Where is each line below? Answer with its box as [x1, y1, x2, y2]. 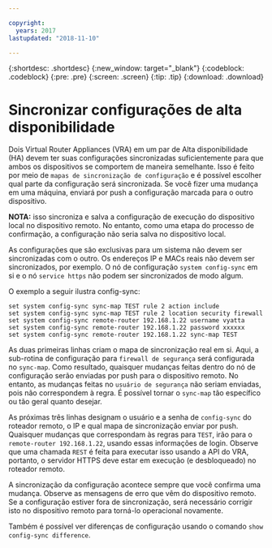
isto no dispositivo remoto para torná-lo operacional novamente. [8, 506, 223, 516]
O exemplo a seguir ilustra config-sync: [8, 287, 140, 296]
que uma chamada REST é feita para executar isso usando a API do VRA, [8, 447, 249, 457]
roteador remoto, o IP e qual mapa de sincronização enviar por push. [8, 421, 239, 431]
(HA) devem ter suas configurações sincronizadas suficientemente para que [8, 153, 264, 163]
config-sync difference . [8, 530, 91, 540]
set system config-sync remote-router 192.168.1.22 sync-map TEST [8, 330, 238, 339]
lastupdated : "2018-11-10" [8, 34, 100, 42]
